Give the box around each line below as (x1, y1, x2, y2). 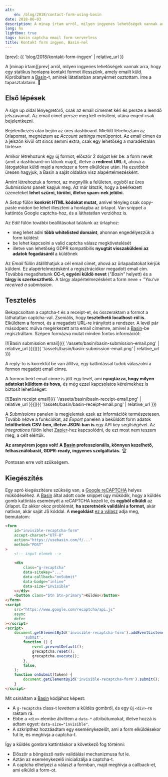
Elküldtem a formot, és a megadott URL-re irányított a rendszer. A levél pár (5, 320, 158, 326)
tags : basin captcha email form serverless (5, 36, 97, 41)
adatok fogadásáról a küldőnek (12, 250, 78, 256)
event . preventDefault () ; (31, 644, 84, 649)
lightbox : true (5, 31, 37, 36)
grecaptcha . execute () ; (31, 653, 79, 659)
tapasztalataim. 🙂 (5, 79, 41, 85)
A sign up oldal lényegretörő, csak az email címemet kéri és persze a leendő (5, 107, 162, 113)
